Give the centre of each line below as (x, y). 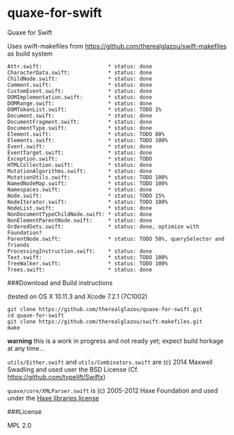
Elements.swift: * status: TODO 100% (88, 140)
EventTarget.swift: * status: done (80, 153)
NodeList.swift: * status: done (80, 208)
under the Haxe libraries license (53, 398)
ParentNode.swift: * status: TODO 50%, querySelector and (116, 239)
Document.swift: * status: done (80, 115)
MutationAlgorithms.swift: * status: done (80, 171)
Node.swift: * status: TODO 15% (86, 196)
